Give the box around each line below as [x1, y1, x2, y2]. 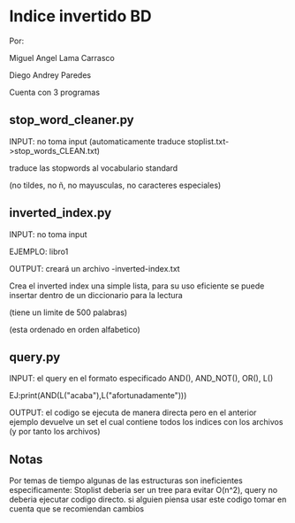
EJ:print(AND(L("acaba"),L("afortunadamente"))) [9, 390, 187, 401]
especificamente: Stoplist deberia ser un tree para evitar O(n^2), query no [9, 485, 278, 496]
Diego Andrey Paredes [9, 69, 91, 81]
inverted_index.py [9, 205, 112, 220]
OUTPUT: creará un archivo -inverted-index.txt [9, 263, 180, 273]
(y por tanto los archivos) [9, 427, 101, 437]
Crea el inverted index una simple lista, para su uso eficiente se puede [9, 281, 265, 291]
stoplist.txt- [186, 135, 230, 147]
